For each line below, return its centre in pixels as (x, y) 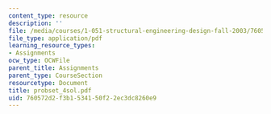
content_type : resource (48, 16)
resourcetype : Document (48, 83)
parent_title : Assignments (54, 68)
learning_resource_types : (52, 46)
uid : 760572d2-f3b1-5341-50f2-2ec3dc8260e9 (83, 98)
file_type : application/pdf (56, 38)
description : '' (35, 23)
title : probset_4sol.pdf (50, 90)
